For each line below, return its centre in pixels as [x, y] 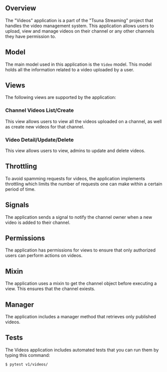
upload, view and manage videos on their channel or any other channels [80, 31]
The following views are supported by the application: [61, 97]
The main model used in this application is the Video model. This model [78, 64]
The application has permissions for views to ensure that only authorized [80, 250]
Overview [21, 8]
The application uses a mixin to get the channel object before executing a [81, 284]
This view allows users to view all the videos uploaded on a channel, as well [83, 121]
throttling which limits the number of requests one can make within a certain [84, 184]
